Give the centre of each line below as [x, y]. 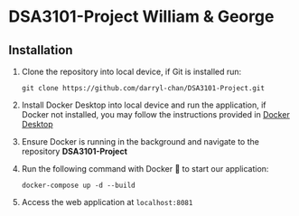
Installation [41, 50]
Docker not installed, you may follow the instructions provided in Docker [155, 114]
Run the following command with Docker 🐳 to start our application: [145, 169]
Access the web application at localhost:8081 [107, 202]
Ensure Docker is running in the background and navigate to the [140, 141]
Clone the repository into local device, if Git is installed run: [131, 71]
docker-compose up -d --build [79, 185]
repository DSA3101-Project [75, 151]
